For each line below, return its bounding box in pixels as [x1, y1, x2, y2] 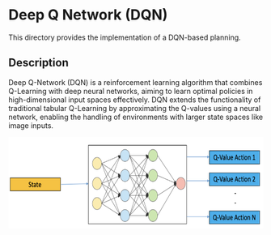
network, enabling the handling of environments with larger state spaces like [8, 112, 264, 122]
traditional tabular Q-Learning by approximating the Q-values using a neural [8, 103, 261, 113]
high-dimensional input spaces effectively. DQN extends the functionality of [8, 95, 261, 105]
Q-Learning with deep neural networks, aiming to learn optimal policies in [8, 86, 253, 96]
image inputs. [8, 120, 54, 130]
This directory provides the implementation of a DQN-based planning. [8, 32, 241, 42]
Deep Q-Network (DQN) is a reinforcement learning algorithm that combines [8, 77, 263, 87]
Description [8, 56, 69, 70]
